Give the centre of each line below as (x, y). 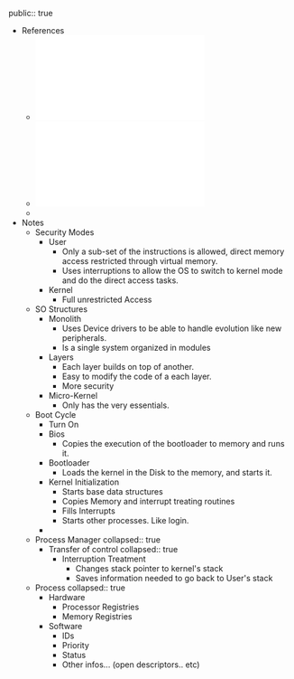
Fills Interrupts (89, 511)
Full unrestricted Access (107, 299)
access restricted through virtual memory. (140, 261)
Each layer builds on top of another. (128, 367)
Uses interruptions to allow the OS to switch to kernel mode (172, 271)
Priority (75, 645)
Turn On (64, 424)
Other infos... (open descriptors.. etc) (131, 665)
